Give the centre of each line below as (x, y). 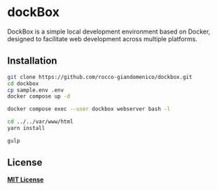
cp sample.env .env (36, 90)
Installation (32, 61)
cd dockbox (23, 83)
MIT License (26, 180)
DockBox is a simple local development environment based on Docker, (109, 31)
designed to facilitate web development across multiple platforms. (103, 38)
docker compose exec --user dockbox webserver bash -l (89, 109)
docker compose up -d (39, 96)
